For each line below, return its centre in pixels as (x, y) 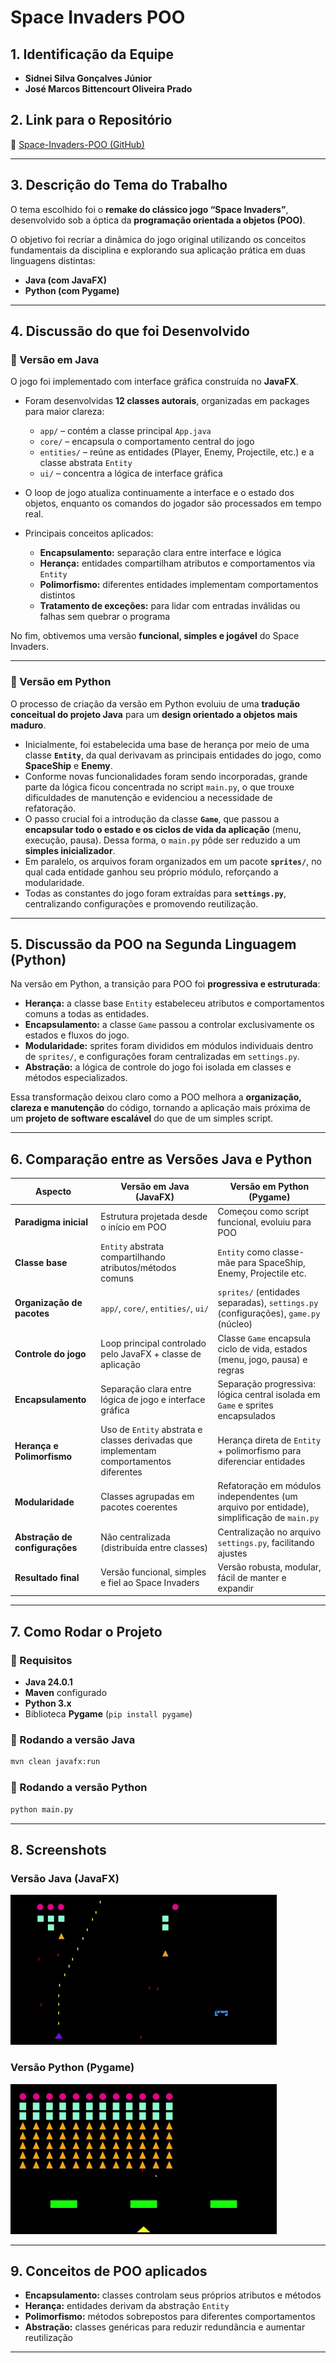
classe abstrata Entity (86, 463)
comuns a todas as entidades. (86, 1014)
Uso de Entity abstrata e (151, 1430)
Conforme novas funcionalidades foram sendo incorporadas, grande (166, 776)
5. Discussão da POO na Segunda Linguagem (153, 944)
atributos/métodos (138, 1268)
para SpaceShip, (271, 1262)
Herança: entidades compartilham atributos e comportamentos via (177, 563)
